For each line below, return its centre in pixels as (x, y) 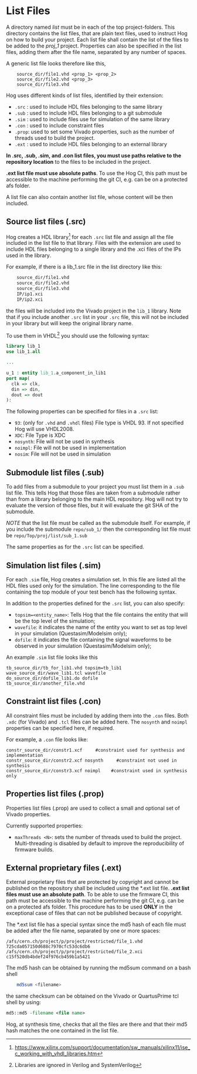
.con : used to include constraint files (59, 125)
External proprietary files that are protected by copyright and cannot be (92, 882)
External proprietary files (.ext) (64, 868)
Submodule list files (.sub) (55, 472)
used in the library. (29, 255)
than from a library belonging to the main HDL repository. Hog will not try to (97, 499)
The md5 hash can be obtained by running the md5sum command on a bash (98, 968)
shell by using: (23, 1002)
